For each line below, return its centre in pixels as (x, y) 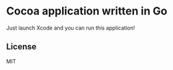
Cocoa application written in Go (87, 11)
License (21, 47)
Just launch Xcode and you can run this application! (71, 28)
